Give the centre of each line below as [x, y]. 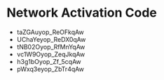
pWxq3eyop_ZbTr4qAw [50, 69]
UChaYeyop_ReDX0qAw [51, 39]
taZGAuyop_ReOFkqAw [50, 32]
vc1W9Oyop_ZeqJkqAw [51, 54]
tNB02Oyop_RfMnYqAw [51, 47]
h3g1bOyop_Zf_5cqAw [49, 61]
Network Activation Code [82, 13]
